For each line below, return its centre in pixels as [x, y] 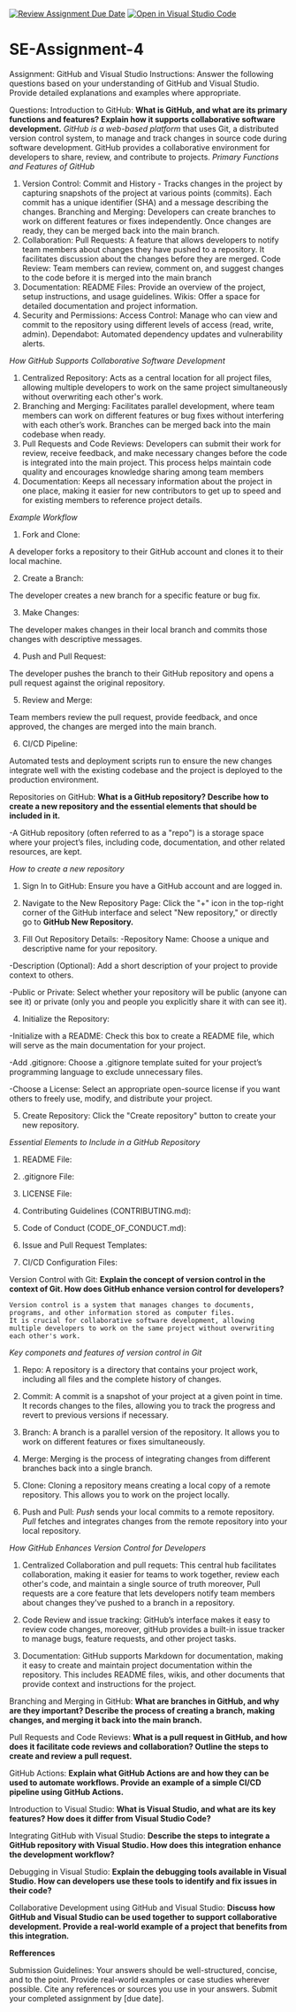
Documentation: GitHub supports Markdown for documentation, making [152, 1655]
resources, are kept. [46, 851]
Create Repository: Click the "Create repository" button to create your [149, 1115]
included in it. [34, 816]
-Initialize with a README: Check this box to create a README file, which [142, 1035]
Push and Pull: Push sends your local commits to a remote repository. [148, 1512]
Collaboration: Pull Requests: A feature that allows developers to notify [151, 240]
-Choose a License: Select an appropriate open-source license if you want [145, 1088]
